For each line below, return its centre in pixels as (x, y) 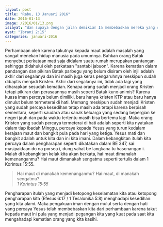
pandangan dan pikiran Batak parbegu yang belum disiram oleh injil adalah (80, 71)
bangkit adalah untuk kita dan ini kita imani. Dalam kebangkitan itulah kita (78, 138)
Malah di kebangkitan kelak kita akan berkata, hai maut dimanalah (71, 154)
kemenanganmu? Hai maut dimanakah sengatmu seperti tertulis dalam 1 (77, 159)
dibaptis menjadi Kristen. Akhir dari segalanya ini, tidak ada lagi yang (73, 81)
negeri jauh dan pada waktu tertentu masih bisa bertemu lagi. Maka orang (79, 118)
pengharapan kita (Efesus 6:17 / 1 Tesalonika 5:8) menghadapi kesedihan (78, 198)
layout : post (18, 9)
